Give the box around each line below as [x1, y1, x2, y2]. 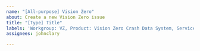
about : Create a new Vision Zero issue [6, 14, 105, 20]
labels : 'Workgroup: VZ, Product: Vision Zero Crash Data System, [6, 25, 174, 31]
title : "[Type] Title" [6, 20, 62, 26]
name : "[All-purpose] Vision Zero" [6, 8, 95, 15]
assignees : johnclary [6, 31, 60, 37]
